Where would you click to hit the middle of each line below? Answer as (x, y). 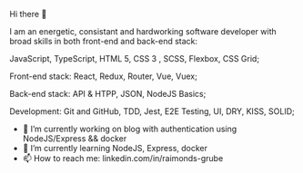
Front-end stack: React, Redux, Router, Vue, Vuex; (103, 76)
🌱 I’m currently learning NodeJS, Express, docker (115, 148)
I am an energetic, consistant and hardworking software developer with (143, 31)
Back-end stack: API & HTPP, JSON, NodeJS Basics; (108, 94)
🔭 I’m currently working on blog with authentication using (130, 129)
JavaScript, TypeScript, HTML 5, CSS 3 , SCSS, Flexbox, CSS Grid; (135, 58)
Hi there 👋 (28, 14)
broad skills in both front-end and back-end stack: (104, 41)
